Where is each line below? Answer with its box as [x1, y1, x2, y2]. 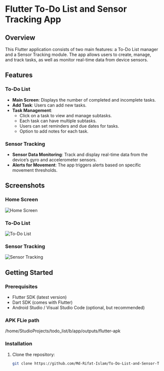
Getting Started [5, 268, 53, 277]
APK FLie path [5, 317, 40, 323]
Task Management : [12, 107, 52, 113]
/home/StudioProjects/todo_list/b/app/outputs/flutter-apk [5, 328, 121, 334]
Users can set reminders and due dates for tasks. [19, 123, 119, 129]
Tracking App [5, 14, 61, 25]
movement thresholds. [12, 167, 58, 173]
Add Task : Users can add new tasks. [12, 102, 87, 108]
